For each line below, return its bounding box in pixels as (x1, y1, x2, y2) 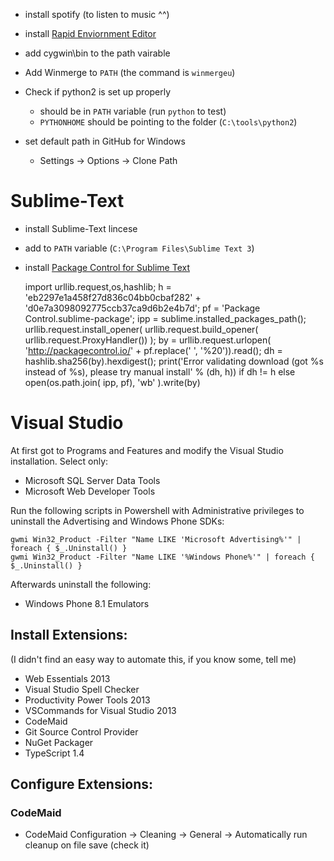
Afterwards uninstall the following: (10, 578, 152, 590)
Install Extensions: (10, 627, 128, 644)
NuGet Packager (24, 736, 94, 748)
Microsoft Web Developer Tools (24, 485, 156, 497)
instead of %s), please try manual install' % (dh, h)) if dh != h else (24, 365, 296, 378)
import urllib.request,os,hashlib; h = (24, 280, 172, 293)
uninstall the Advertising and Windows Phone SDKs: (10, 515, 225, 527)
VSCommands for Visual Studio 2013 (24, 704, 177, 716)
